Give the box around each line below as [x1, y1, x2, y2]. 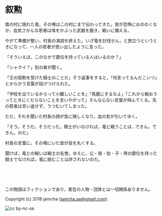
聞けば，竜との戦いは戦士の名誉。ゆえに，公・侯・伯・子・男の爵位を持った [5, 150, 158, 156]
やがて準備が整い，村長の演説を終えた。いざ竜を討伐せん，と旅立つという [5, 37, 153, 44]
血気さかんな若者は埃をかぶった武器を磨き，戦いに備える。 [13, 27, 132, 33]
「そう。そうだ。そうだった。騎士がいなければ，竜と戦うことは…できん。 [5, 123, 152, 129]
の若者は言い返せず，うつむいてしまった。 [5, 103, 89, 109]
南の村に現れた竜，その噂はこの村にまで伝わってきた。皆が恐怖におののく [5, 21, 153, 27]
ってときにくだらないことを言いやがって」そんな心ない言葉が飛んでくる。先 [5, 97, 157, 103]
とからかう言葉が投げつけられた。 [5, 80, 73, 86]
